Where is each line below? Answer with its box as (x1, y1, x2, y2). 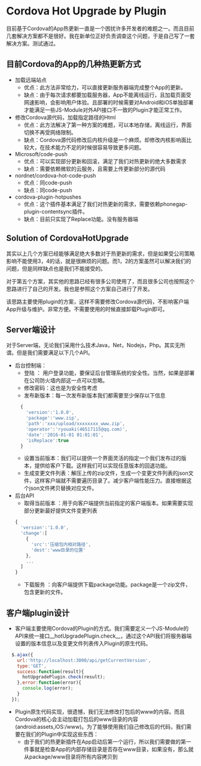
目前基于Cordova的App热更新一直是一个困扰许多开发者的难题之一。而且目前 (6, 25, 194, 32)
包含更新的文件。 (23, 588, 66, 596)
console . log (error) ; (22, 686, 74, 692)
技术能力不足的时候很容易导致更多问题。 (44, 143, 145, 151)
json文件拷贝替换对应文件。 (29, 484, 98, 492)
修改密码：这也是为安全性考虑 (23, 384, 98, 391)
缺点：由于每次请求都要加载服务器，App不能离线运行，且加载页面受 (23, 91, 191, 98)
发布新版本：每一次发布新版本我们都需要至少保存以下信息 (23, 392, 166, 399)
